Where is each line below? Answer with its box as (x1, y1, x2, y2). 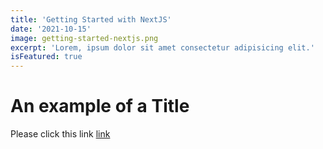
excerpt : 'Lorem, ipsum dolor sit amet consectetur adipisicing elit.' (10, 42, 315, 53)
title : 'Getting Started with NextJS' (10, 14, 172, 25)
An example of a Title (10, 95, 190, 118)
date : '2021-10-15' (10, 24, 92, 34)
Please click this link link (10, 128, 111, 140)
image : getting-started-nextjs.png (10, 33, 159, 43)
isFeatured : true (10, 52, 83, 62)
